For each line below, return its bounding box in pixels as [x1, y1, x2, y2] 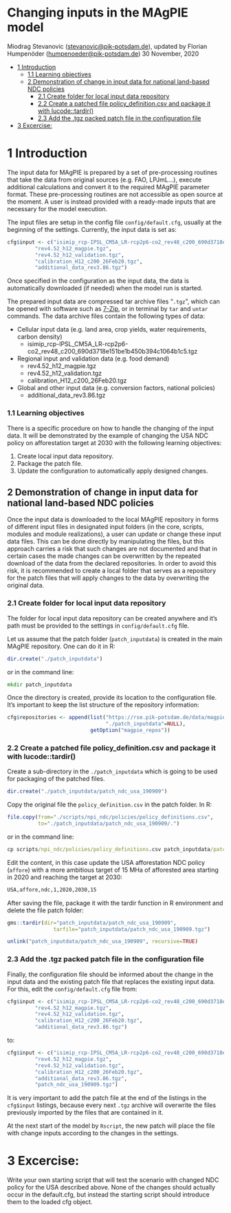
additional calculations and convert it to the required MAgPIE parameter [7, 182, 210, 191]
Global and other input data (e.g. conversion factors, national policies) [16, 384, 215, 392]
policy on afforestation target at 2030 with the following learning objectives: [7, 438, 222, 447]
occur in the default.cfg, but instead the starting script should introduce [7, 1190, 210, 1199]
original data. [7, 581, 45, 590]
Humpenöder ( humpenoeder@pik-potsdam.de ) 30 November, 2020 [7, 50, 199, 58]
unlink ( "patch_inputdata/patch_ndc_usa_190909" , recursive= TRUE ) [7, 938, 198, 945]
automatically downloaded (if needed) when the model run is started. [7, 284, 203, 292]
